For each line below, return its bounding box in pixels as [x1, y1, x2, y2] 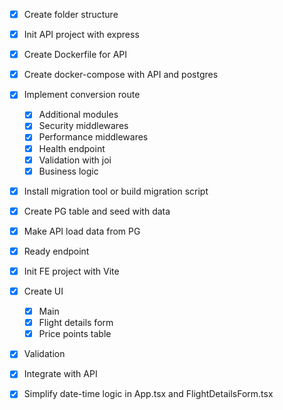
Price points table [38, 328, 112, 340]
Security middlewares [38, 120, 129, 132]
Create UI [23, 285, 64, 297]
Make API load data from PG [23, 225, 141, 237]
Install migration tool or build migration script [23, 185, 209, 197]
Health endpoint [38, 142, 106, 154]
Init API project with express [23, 29, 140, 41]
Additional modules [38, 109, 119, 121]
